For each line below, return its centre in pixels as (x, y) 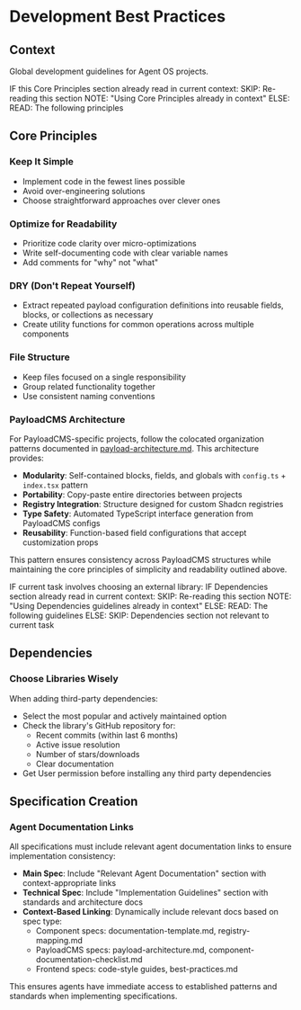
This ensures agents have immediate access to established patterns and (143, 987)
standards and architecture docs (83, 902)
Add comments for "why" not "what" (90, 262)
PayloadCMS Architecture (67, 419)
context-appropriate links (69, 883)
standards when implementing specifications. (93, 997)
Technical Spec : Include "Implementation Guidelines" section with (145, 893)
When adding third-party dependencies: (84, 698)
